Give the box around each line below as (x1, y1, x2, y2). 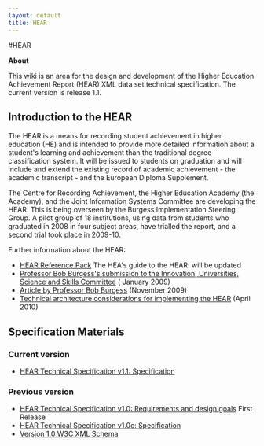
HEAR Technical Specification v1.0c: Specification (19, 421, 181, 430)
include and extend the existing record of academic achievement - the (8, 164, 236, 174)
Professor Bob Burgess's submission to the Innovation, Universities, (19, 269, 240, 278)
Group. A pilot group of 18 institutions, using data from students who (8, 213, 229, 223)
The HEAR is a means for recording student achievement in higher (8, 131, 222, 141)
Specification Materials (8, 325, 125, 338)
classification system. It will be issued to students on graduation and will (8, 157, 242, 166)
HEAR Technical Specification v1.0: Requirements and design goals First (19, 404, 253, 414)
